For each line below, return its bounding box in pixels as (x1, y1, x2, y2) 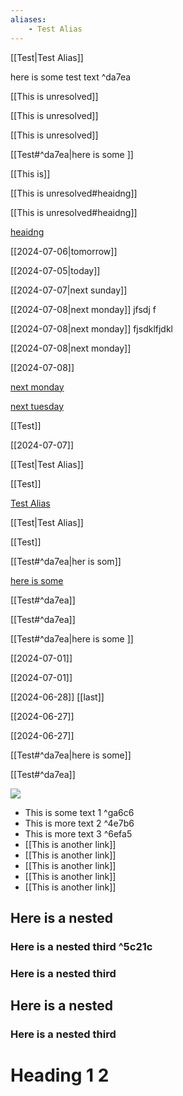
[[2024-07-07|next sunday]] (10, 284, 128, 296)
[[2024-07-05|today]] (10, 264, 101, 276)
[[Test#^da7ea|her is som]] (10, 555, 122, 567)
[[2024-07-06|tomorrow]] (10, 245, 118, 257)
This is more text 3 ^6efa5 (24, 827, 133, 840)
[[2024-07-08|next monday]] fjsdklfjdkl (10, 322, 174, 335)
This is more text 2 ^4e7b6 (24, 817, 135, 829)
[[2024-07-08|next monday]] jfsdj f (10, 303, 157, 315)
